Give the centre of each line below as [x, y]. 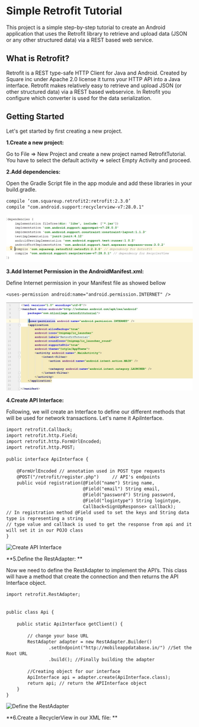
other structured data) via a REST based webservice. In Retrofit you [89, 92]
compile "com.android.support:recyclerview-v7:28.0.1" [75, 207]
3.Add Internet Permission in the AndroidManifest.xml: [75, 271]
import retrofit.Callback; [39, 430]
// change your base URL [58, 636]
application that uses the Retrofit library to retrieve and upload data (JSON [97, 33]
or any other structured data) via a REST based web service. [80, 40]
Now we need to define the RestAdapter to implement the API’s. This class [97, 571]
